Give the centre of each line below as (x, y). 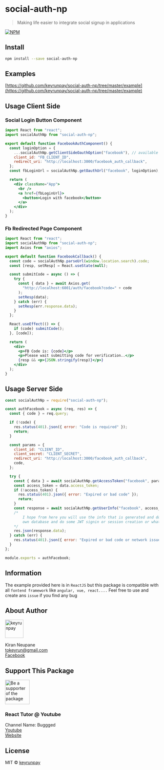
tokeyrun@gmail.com (26, 650)
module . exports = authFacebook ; (38, 558)
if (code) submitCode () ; (39, 329)
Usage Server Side (34, 389)
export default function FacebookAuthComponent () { (59, 143)
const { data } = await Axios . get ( (54, 284)
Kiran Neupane (20, 645)
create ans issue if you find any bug (41, 595)
